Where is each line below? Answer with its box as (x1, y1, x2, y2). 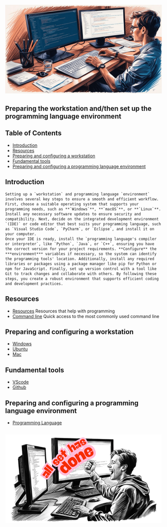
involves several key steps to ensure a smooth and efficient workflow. (5, 197, 159, 202)
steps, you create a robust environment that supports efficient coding (5, 276, 159, 281)
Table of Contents (5, 129, 62, 137)
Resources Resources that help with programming (12, 308, 115, 314)
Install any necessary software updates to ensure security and (5, 211, 141, 216)
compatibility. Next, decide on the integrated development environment (5, 216, 159, 221)
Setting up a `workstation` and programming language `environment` (5, 192, 150, 197)
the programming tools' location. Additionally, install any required (5, 256, 155, 261)
